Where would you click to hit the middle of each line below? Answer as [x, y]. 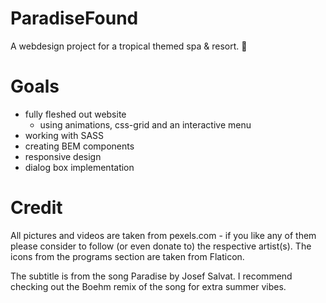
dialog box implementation [79, 167]
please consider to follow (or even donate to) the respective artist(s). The [161, 246]
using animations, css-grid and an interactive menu [145, 124]
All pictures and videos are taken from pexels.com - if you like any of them [163, 235]
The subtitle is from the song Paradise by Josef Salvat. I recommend [151, 276]
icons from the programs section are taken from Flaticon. [127, 256]
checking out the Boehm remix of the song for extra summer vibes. [148, 286]
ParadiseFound [74, 18]
